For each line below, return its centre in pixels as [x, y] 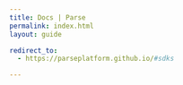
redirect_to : [34, 50]
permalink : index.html [52, 26]
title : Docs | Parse [48, 17]
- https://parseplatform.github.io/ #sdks [96, 59]
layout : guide [36, 34]
